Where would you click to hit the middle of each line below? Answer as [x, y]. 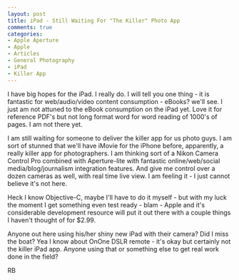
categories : [25, 34]
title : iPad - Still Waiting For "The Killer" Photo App [94, 21]
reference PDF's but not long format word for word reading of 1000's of [112, 116]
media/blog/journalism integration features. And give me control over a [111, 168]
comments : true [30, 27]
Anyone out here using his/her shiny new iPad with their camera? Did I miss [118, 234]
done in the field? [33, 256]
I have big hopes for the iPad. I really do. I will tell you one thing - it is [108, 94]
